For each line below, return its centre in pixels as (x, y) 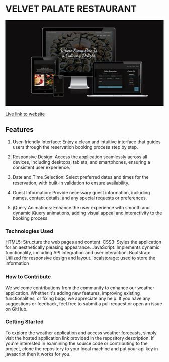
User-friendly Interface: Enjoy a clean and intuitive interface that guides (87, 142)
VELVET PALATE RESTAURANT (71, 9)
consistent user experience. (41, 167)
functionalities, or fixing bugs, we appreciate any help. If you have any (78, 298)
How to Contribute (28, 277)
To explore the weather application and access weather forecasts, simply (81, 333)
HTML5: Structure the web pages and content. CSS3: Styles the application (83, 242)
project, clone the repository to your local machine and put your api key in (82, 349)
